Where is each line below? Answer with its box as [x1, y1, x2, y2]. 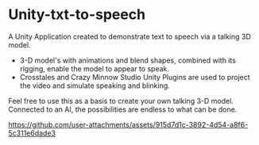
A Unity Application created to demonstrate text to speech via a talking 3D [8, 32, 252, 41]
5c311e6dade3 [8, 128, 56, 138]
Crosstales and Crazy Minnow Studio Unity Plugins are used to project [19, 72, 250, 82]
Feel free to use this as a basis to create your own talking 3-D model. [8, 96, 234, 105]
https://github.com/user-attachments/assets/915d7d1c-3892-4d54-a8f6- [8, 120, 249, 129]
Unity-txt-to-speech [8, 6, 145, 24]
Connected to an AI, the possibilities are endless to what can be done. [8, 105, 238, 114]
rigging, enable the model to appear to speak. [19, 63, 169, 73]
